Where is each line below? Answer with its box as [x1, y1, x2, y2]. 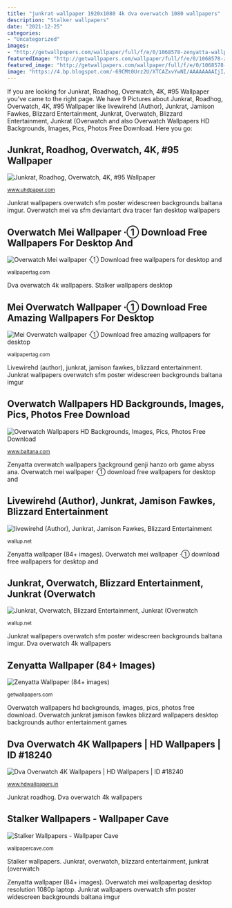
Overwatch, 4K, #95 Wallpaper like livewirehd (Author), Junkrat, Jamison [7, 102, 215, 110]
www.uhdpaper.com [7, 186, 55, 194]
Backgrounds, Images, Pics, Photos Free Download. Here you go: [7, 124, 193, 132]
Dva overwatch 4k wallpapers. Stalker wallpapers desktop [7, 281, 173, 290]
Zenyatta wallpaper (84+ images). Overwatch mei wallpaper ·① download [7, 550, 220, 558]
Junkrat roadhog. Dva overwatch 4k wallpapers [7, 793, 143, 801]
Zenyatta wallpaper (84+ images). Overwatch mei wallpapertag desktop [7, 878, 212, 886]
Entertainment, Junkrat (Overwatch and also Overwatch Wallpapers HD [7, 116, 210, 125]
